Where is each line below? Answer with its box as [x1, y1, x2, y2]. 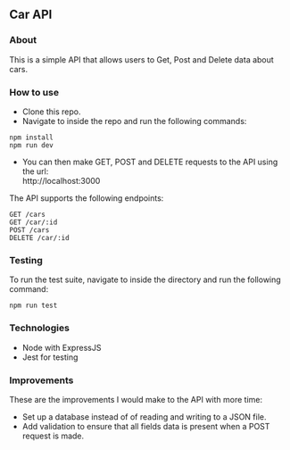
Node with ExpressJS [21, 342, 102, 353]
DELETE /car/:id [9, 233, 70, 242]
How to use [9, 86, 60, 98]
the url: [21, 165, 49, 177]
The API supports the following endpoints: [9, 192, 164, 204]
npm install [9, 133, 54, 142]
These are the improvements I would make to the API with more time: [9, 394, 263, 404]
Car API [9, 7, 53, 22]
